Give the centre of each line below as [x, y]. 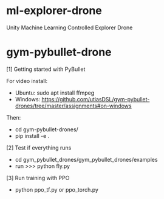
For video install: [27, 81]
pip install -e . [32, 136]
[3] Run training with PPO [38, 178]
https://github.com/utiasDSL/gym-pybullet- [96, 99]
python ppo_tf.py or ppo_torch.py [57, 189]
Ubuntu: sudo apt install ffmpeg [55, 93]
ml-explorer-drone [54, 11]
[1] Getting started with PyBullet [46, 69]
